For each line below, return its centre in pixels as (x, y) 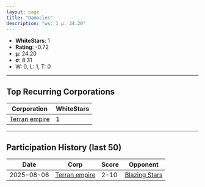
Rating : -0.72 (32, 47)
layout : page (23, 12)
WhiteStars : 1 (32, 41)
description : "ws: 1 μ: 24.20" (46, 23)
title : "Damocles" (30, 18)
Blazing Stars (144, 175)
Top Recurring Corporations (61, 91)
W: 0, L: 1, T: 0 (33, 67)
